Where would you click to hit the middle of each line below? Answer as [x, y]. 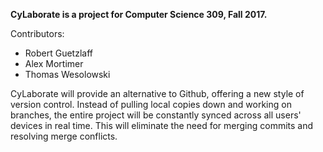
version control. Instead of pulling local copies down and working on [151, 104]
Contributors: [37, 33]
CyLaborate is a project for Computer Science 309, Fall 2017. [139, 14]
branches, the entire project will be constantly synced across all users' [156, 115]
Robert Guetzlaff [59, 53]
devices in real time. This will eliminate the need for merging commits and [162, 125]
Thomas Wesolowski [67, 74]
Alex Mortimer [54, 63]
